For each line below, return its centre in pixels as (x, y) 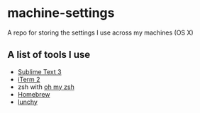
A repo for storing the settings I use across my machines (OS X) (100, 32)
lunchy (27, 102)
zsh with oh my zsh (46, 87)
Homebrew (34, 94)
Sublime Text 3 (39, 71)
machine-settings (61, 13)
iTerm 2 (29, 79)
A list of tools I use (49, 55)
